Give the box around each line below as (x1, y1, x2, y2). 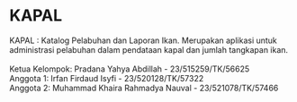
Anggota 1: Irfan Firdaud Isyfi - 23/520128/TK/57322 (9, 72, 204, 83)
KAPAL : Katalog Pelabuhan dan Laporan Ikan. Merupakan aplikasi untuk (9, 35, 277, 46)
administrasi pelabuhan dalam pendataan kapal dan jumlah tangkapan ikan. (9, 44, 289, 55)
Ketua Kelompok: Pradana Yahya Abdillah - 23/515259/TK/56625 (9, 64, 250, 74)
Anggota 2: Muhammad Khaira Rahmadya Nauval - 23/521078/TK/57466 (9, 82, 279, 93)
